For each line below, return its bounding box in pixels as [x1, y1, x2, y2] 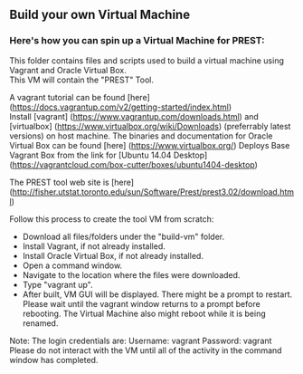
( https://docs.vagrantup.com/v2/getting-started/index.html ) [9, 101, 232, 112]
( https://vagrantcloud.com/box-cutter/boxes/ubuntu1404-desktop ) [9, 158, 258, 170]
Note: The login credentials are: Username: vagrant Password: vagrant [9, 335, 272, 346]
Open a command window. [22, 260, 123, 271]
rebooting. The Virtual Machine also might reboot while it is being [22, 308, 267, 319]
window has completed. [9, 354, 99, 365]
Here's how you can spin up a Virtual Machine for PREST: [9, 34, 265, 47]
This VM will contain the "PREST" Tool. [9, 74, 155, 85]
